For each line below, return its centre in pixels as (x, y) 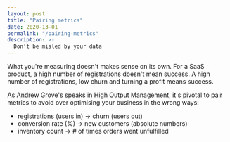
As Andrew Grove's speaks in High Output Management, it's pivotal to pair (115, 95)
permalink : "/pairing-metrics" (53, 33)
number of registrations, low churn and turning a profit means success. (110, 81)
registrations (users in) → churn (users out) (80, 116)
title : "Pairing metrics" (45, 20)
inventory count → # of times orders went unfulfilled (93, 131)
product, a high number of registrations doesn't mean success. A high (109, 74)
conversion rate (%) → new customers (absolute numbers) (102, 123)
